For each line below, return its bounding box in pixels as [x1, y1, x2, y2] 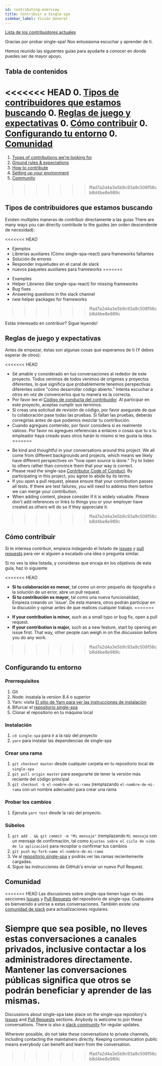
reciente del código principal [12, 776, 69, 782]
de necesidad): [5, 226, 35, 233]
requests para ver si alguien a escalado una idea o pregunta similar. [5, 551, 140, 557]
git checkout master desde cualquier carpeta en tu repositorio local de [12, 761, 154, 767]
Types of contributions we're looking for [12, 154, 92, 160]
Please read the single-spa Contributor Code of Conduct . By [12, 468, 133, 474]
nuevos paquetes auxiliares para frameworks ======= [12, 266, 123, 272]
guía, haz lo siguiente [5, 565, 47, 571]
